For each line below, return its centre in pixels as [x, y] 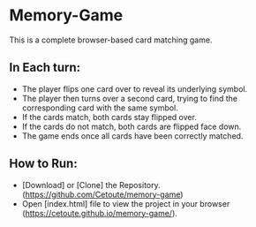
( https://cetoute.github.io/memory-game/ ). [100, 213]
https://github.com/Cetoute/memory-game [103, 194]
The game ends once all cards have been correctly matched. [132, 136]
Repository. [139, 185]
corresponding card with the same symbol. [100, 108]
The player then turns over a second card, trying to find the [130, 98]
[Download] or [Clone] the [69, 185]
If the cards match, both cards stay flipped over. [109, 117]
